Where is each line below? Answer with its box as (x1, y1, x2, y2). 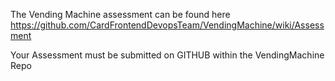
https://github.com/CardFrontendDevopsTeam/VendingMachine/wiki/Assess (10, 19, 325, 31)
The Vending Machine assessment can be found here (10, 9, 231, 20)
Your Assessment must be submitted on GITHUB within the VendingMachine (10, 49, 325, 61)
